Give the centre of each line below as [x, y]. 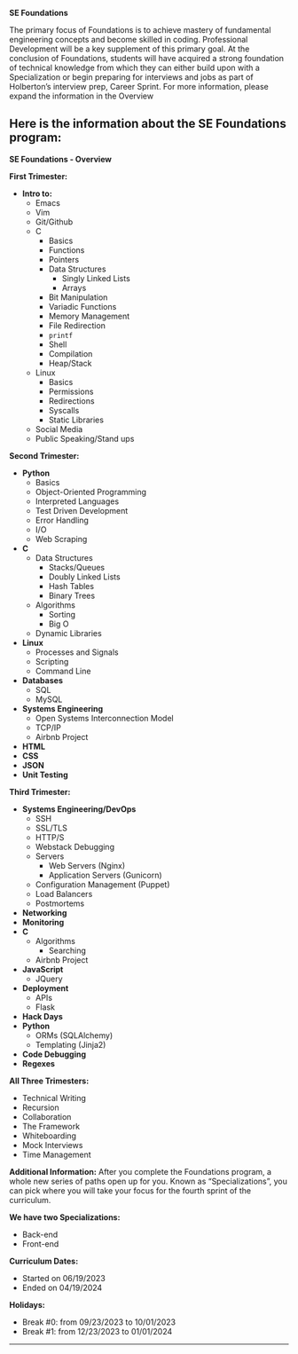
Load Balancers [64, 893]
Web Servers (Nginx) [87, 865]
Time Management [56, 1154]
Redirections [71, 401]
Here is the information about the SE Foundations [148, 124]
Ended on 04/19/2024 [62, 1287]
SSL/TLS [51, 828]
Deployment [45, 988]
